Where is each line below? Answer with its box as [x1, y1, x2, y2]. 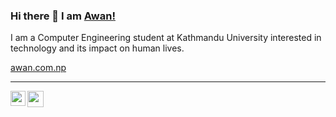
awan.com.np [10, 62, 67, 74]
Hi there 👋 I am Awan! [10, 9, 116, 23]
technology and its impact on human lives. [10, 42, 185, 54]
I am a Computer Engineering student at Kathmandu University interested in [10, 32, 322, 44]
